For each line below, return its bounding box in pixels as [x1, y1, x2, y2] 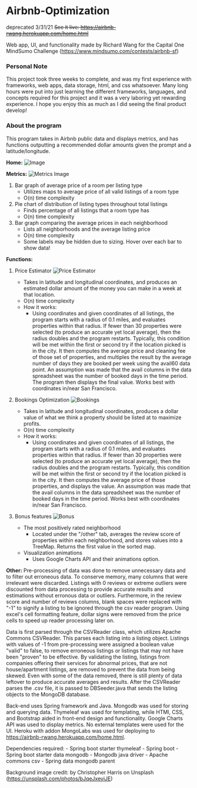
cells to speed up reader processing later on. [6, 617, 115, 624]
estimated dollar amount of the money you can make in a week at [23, 284, 182, 292]
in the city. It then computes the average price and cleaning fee [32, 347, 186, 354]
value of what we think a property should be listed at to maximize [23, 414, 182, 421]
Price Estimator [14, 267, 52, 274]
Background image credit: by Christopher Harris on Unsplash [6, 769, 154, 776]
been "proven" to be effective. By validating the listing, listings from [6, 653, 170, 660]
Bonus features [14, 513, 52, 520]
